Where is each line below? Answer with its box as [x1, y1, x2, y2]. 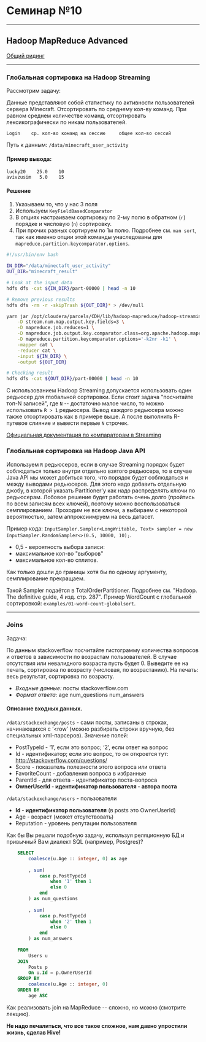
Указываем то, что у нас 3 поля [15, 201, 98, 208]
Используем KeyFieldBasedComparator [15, 207, 113, 215]
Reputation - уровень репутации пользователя [15, 820, 137, 826]
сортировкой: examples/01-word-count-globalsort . [6, 599, 136, 607]
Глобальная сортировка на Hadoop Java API [6, 446, 145, 455]
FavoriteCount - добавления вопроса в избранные [15, 770, 147, 777]
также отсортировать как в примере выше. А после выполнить [6, 413, 173, 421]
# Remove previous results [6, 296, 75, 303]
